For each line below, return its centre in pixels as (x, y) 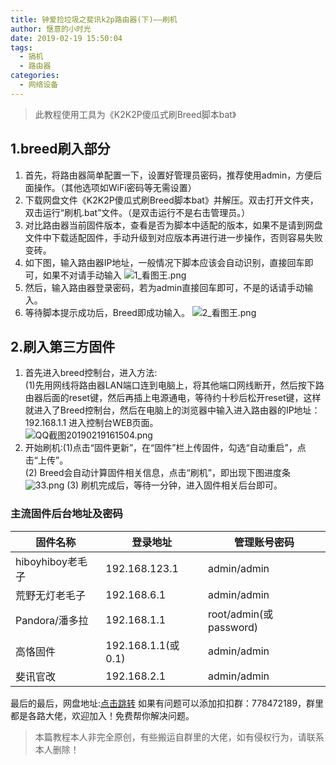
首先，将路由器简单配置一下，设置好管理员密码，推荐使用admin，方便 (169, 175)
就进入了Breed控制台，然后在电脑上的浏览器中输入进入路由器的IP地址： (172, 410)
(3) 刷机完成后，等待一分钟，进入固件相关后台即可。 (174, 485)
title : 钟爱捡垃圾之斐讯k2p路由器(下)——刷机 (94, 19)
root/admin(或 (241, 614)
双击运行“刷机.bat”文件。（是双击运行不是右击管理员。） (137, 212)
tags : (21, 47)
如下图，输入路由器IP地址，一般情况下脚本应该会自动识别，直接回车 (164, 262)
